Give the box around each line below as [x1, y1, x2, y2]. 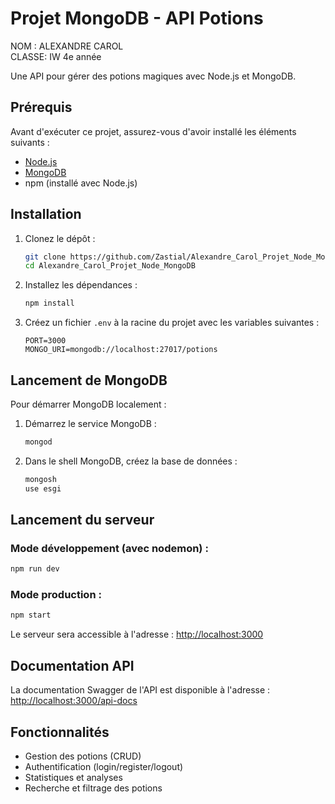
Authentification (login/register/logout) [24, 760, 184, 772]
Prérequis [10, 99, 73, 116]
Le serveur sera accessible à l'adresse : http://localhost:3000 [10, 628, 264, 641]
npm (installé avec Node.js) [24, 177, 138, 189]
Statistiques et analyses [24, 771, 123, 783]
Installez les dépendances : [24, 279, 138, 291]
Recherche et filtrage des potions [24, 782, 163, 794]
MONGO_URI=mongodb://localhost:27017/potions [24, 345, 218, 355]
